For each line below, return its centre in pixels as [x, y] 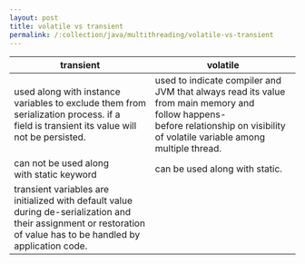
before [169, 126]
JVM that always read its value [220, 92]
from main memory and [205, 103]
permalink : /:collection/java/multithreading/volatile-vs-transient [142, 34]
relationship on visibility [236, 126]
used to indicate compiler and [218, 81]
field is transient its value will [75, 126]
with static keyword [55, 175]
